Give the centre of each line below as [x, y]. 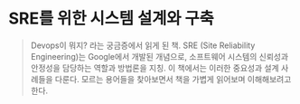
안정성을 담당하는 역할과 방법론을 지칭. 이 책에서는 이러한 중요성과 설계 [155, 68]
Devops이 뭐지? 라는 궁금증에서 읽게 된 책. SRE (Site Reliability [143, 45]
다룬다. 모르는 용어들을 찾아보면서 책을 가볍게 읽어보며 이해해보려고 [173, 79]
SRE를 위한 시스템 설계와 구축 [111, 19]
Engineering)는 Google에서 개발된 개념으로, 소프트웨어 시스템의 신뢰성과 [159, 56]
